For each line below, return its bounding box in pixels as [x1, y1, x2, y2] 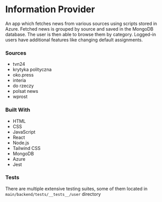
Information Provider [5, 4, 95, 15]
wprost [12, 93, 28, 100]
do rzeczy [12, 83, 34, 89]
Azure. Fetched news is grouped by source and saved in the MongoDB [5, 26, 154, 32]
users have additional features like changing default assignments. [5, 37, 143, 43]
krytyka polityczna [12, 66, 52, 72]
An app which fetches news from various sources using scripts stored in [5, 20, 157, 27]
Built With [5, 106, 31, 113]
